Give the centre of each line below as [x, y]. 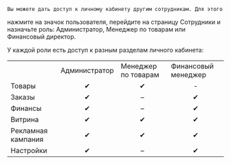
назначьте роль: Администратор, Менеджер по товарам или [96, 29]
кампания [27, 139]
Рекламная [29, 131]
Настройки [29, 151]
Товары [23, 86]
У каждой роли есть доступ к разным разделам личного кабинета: [106, 50]
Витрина [25, 120]
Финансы [26, 108]
